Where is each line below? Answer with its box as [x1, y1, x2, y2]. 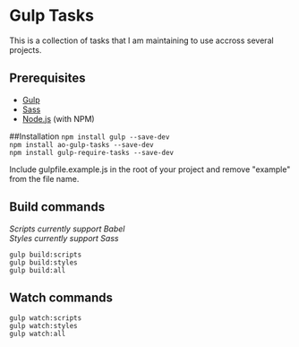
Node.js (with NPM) [21, 113, 96, 124]
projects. [9, 44, 42, 55]
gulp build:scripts [9, 250, 82, 259]
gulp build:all [9, 265, 66, 274]
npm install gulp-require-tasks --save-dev [9, 148, 175, 157]
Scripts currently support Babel [9, 223, 125, 234]
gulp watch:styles [9, 322, 78, 331]
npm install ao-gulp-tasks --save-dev [9, 140, 154, 149]
